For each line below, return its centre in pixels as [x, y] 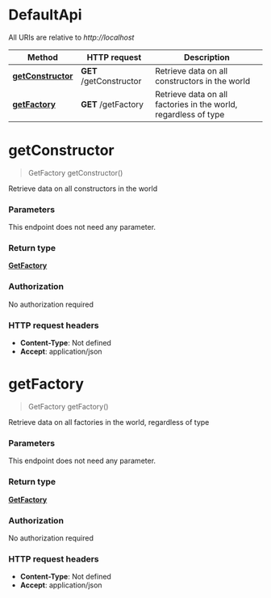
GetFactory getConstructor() [75, 172]
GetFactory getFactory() [68, 407]
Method [43, 57]
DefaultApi [45, 15]
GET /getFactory [112, 104]
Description [207, 57]
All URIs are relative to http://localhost [71, 37]
